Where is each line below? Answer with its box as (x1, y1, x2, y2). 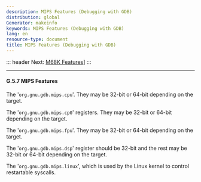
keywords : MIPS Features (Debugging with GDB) (6, 25, 124, 32)
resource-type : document (6, 36, 68, 42)
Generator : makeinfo (6, 20, 58, 26)
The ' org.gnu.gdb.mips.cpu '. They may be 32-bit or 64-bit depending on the (6, 91, 193, 98)
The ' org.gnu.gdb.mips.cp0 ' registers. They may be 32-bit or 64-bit (6, 109, 172, 116)
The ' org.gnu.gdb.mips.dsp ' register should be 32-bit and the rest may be (6, 144, 187, 152)
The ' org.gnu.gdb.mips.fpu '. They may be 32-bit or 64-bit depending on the (6, 127, 193, 134)
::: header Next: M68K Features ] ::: (6, 58, 92, 66)
